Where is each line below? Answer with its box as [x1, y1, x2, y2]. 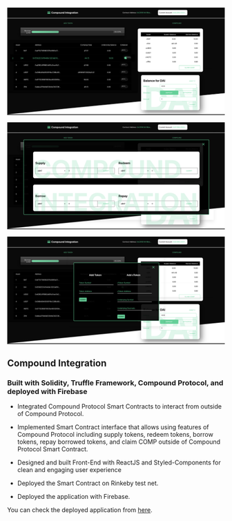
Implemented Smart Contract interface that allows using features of [17, 423, 209, 431]
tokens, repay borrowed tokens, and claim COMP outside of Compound [17, 438, 221, 446]
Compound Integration [7, 357, 107, 369]
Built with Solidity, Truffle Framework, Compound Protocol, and [7, 377, 224, 387]
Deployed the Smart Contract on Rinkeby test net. [17, 479, 159, 487]
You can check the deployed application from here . [7, 506, 153, 514]
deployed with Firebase [7, 386, 88, 396]
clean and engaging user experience [17, 466, 122, 474]
